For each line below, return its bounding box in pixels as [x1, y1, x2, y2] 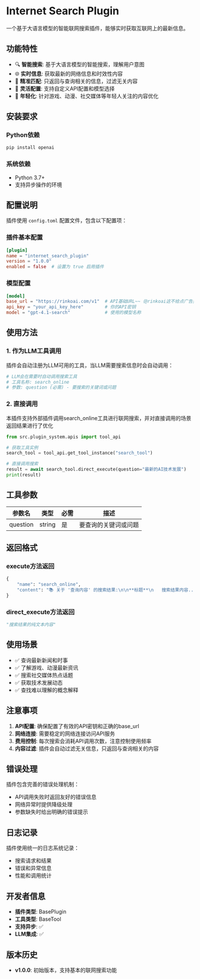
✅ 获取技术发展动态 [14, 679, 63, 686]
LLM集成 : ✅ [14, 931, 44, 938]
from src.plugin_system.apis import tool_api [6, 434, 121, 440]
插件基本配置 [6, 234, 43, 242]
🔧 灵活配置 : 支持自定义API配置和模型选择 [14, 85, 115, 92]
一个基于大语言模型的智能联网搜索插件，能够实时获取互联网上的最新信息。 [6, 24, 189, 32]
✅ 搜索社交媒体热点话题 [14, 672, 73, 679]
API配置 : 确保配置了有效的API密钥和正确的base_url [14, 722, 140, 729]
